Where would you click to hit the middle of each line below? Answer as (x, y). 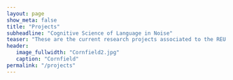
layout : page (26, 14)
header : (18, 46)
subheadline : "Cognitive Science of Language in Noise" (90, 33)
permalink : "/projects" (41, 65)
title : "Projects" (33, 26)
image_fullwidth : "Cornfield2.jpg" (68, 53)
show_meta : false (32, 20)
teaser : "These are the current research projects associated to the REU (116, 40)
